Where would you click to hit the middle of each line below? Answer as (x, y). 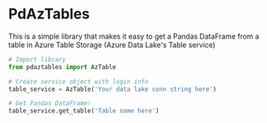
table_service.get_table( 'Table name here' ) (84, 111)
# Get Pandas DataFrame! (50, 104)
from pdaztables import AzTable (62, 67)
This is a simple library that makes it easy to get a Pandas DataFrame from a (134, 36)
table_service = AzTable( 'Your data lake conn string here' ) (113, 89)
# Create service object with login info (79, 81)
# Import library (37, 59)
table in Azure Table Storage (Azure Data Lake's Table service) (112, 44)
